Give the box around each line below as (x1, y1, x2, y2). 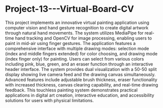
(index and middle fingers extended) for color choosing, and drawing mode (5, 50, 158, 57)
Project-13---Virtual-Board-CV (5, 3, 134, 15)
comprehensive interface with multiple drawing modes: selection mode (5, 45, 149, 51)
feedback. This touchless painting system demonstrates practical (5, 87, 138, 93)
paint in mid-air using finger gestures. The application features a (5, 40, 136, 46)
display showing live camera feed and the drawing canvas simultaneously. (5, 71, 156, 77)
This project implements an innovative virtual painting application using (5, 20, 149, 25)
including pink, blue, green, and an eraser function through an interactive (5, 61, 154, 67)
